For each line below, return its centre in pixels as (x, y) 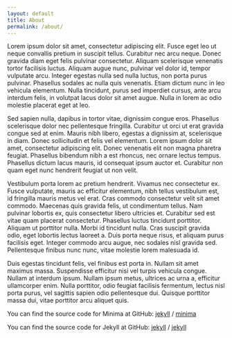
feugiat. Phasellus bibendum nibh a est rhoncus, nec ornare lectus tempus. (114, 155)
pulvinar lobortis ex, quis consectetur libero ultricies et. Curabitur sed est (111, 213)
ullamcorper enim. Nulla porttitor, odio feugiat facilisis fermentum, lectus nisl (116, 286)
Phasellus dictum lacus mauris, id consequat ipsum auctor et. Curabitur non (115, 163)
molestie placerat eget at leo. (49, 105)
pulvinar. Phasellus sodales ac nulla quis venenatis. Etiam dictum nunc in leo (116, 83)
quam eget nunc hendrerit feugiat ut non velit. (73, 170)
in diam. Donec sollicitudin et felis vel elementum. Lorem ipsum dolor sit (110, 141)
